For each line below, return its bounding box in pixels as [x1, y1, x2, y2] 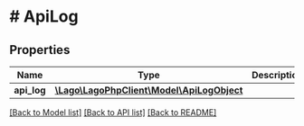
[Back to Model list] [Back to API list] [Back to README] [9, 107, 217, 118]
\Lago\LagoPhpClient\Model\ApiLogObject [54, 84, 243, 96]
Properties [9, 42, 71, 58]
